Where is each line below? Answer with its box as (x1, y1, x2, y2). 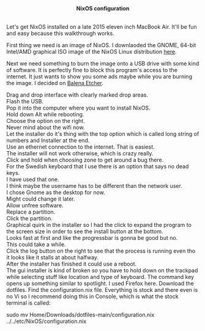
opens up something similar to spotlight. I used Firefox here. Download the (6, 280, 194, 287)
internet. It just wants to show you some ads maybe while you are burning (6, 73, 193, 80)
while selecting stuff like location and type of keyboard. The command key (6, 273, 195, 280)
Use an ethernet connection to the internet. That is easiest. (6, 143, 155, 151)
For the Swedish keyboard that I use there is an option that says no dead (6, 163, 189, 170)
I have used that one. (6, 176, 59, 183)
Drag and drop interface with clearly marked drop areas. (6, 91, 149, 99)
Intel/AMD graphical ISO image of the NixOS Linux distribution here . (6, 48, 177, 55)
